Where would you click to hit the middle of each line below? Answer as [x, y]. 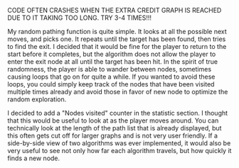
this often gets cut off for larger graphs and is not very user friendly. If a [113, 135]
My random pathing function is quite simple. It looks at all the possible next [117, 32]
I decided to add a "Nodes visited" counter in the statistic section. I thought [118, 113]
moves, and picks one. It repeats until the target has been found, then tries [117, 39]
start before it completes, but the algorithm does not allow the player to [112, 54]
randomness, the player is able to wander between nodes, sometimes [110, 69]
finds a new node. [34, 158]
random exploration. [37, 99]
